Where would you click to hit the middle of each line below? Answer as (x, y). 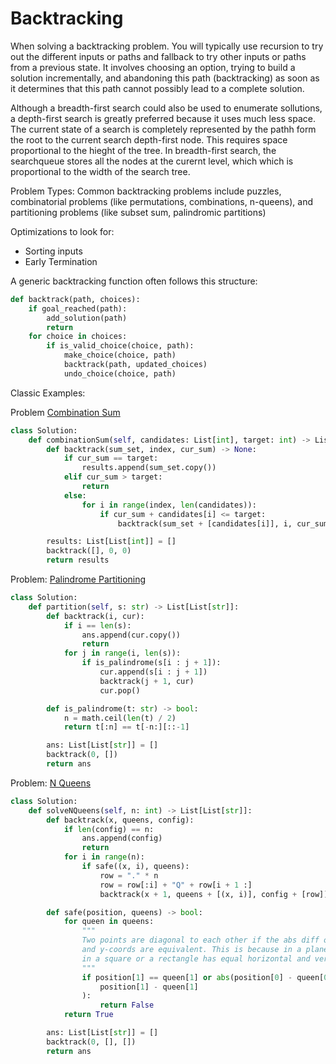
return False (127, 1005)
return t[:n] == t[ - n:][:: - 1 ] (126, 727)
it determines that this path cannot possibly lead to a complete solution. (157, 88)
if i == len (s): (97, 625)
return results (78, 560)
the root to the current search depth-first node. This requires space (149, 139)
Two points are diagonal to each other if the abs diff (200, 940)
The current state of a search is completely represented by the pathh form (163, 129)
